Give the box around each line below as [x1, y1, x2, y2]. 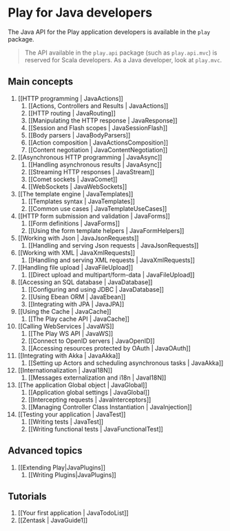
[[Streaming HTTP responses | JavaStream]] [28, 167, 155, 176]
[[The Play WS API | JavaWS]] [28, 329, 114, 337]
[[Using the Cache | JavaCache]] [17, 307, 112, 315]
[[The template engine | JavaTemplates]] [17, 189, 134, 198]
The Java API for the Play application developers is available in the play [8, 28, 211, 36]
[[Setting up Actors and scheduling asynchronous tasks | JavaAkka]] [28, 358, 224, 367]
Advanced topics [8, 445, 83, 457]
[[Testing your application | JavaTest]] [17, 410, 126, 418]
